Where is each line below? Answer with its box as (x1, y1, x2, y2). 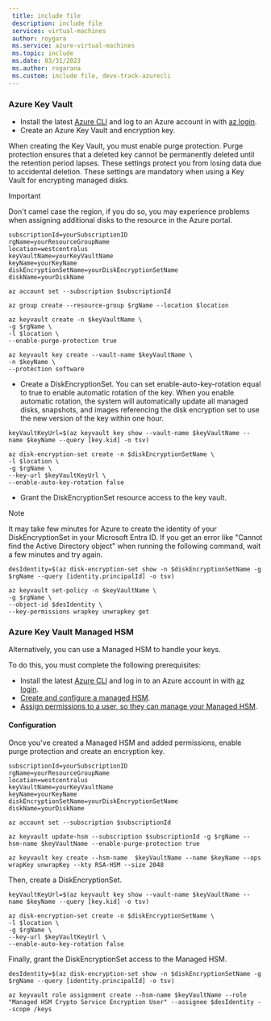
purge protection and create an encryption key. (8, 747, 165, 756)
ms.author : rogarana (11, 65, 81, 73)
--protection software (8, 365, 85, 373)
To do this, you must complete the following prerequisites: (8, 660, 202, 670)
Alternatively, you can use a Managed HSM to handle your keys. (8, 645, 222, 655)
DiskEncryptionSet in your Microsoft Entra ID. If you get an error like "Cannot (8, 532, 263, 542)
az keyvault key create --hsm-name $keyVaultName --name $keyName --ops (8, 854, 262, 862)
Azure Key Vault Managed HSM (8, 626, 135, 638)
